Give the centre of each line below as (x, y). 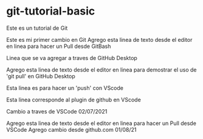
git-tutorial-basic (51, 11)
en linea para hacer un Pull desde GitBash (59, 46)
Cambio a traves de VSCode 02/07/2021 (57, 111)
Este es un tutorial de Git (37, 28)
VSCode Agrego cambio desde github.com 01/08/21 (71, 129)
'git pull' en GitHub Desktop (41, 76)
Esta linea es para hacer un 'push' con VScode (65, 88)
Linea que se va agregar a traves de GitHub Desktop (72, 58)
